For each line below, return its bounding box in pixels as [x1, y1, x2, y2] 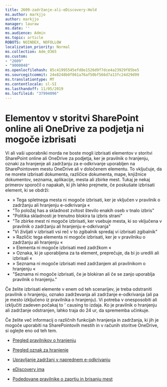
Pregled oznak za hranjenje [12, 347, 69, 353]
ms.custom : [5, 53, 28, 59]
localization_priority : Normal [5, 44, 70, 49]
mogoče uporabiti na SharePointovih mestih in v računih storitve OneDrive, [5, 323, 159, 329]
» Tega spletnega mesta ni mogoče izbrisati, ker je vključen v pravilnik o [12, 197, 161, 203]
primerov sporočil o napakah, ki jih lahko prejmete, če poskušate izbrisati [5, 182, 155, 188]
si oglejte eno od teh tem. [5, 328, 57, 334]
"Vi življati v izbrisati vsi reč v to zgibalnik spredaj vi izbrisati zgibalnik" [12, 229, 158, 235]
